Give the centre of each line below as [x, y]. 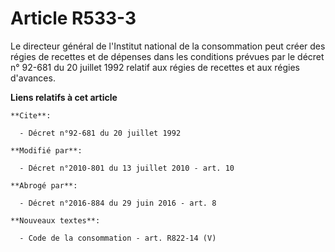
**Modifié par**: [46, 150]
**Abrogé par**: [44, 185]
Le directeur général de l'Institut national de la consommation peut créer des [168, 46]
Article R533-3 [73, 18]
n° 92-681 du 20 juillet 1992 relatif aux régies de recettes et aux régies [155, 67]
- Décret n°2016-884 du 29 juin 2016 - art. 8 [118, 203]
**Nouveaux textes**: [55, 220]
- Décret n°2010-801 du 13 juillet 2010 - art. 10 [127, 168]
